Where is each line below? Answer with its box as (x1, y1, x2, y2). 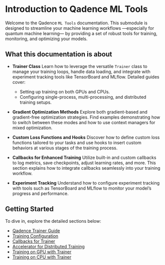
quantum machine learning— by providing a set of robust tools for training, (5, 30, 158, 36)
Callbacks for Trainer (12, 238, 55, 244)
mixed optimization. (12, 125, 53, 131)
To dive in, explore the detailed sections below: (5, 218, 102, 224)
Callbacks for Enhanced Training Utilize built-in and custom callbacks (12, 154, 157, 160)
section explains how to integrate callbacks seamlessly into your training (12, 165, 161, 171)
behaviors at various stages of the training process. (12, 145, 118, 151)
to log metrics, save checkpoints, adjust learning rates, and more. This (12, 160, 156, 166)
